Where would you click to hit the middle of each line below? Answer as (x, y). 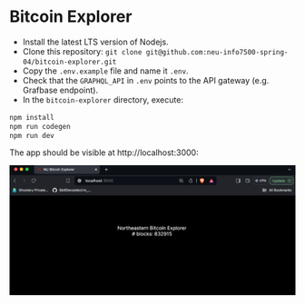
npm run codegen (40, 126)
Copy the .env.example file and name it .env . (105, 71)
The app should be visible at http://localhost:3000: (104, 152)
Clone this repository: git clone (82, 51)
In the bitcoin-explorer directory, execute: (103, 99)
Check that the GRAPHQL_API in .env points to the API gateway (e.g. (146, 80)
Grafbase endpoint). (60, 90)
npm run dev (32, 135)
